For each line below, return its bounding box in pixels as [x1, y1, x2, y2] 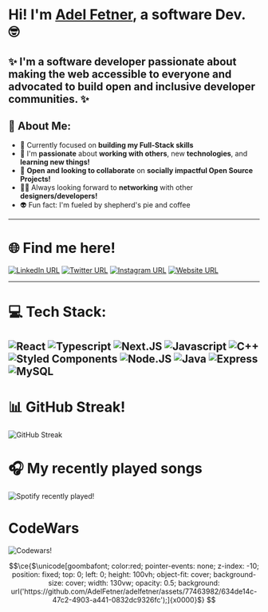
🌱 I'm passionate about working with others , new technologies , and [19, 149, 248, 159]
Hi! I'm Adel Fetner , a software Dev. [8, 6, 246, 24]
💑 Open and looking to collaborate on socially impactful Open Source [19, 166, 254, 176]
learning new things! [19, 157, 90, 167]
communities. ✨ [8, 92, 89, 105]
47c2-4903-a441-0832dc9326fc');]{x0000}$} [52, 594, 205, 604]
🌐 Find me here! [8, 239, 116, 257]
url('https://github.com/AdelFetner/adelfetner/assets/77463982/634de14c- [10, 586, 258, 596]
